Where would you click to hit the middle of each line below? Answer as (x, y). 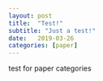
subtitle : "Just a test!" (52, 30)
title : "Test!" (36, 23)
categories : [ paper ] (43, 46)
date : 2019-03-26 (41, 38)
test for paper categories (50, 68)
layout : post (30, 16)
